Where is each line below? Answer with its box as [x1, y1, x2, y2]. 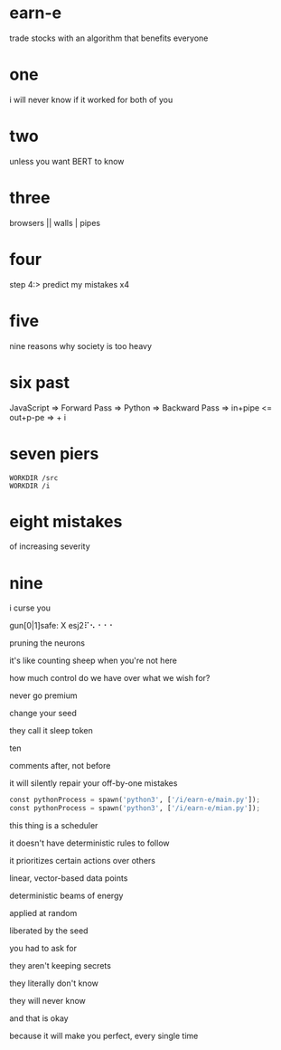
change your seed [9, 708, 77, 719]
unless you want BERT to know [9, 156, 125, 166]
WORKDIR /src [9, 473, 59, 482]
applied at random [9, 908, 78, 919]
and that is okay [9, 1013, 70, 1024]
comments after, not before [9, 761, 111, 771]
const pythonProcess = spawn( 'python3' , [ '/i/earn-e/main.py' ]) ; [9, 795, 260, 805]
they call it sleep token [9, 725, 93, 736]
